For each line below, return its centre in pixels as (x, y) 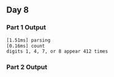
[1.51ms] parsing (28, 40)
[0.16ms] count (26, 46)
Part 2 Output (27, 67)
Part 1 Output (26, 28)
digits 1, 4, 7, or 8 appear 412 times (57, 51)
